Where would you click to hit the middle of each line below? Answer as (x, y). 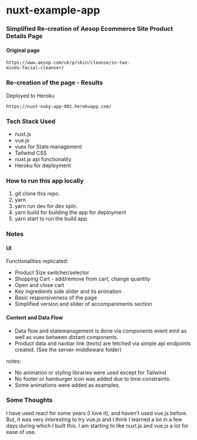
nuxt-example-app (53, 10)
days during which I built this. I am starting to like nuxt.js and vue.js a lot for (97, 425)
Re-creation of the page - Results (54, 83)
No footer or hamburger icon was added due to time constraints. (93, 379)
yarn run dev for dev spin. (46, 206)
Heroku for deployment (43, 165)
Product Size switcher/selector (52, 273)
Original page (23, 50)
